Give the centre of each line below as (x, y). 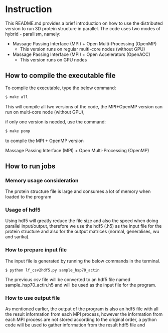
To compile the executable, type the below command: (61, 88)
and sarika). (18, 237)
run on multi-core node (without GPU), (45, 112)
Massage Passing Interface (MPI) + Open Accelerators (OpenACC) (81, 54)
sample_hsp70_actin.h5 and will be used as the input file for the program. (81, 285)
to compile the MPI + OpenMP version (45, 141)
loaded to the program (28, 197)
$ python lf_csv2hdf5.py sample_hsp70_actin (52, 270)
